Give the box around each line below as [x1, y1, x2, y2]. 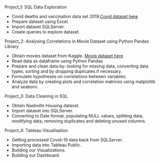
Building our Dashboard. [11, 152, 60, 158]
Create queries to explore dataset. [11, 29, 80, 34]
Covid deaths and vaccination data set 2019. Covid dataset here [11, 14, 138, 19]
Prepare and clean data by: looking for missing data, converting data [11, 63, 149, 69]
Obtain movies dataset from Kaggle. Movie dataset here [11, 53, 123, 59]
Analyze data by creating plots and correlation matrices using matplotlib [11, 79, 156, 84]
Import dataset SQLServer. [11, 24, 65, 30]
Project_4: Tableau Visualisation [4, 128, 68, 133]
